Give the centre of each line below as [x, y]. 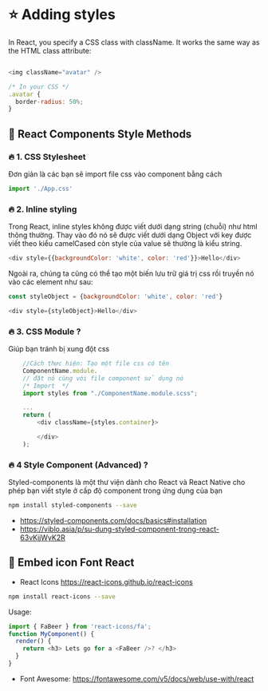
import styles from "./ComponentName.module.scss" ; [110, 393]
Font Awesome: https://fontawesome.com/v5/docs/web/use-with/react [137, 678]
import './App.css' [41, 189]
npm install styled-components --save [73, 506]
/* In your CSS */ [39, 87]
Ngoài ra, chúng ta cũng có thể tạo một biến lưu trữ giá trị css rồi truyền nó [131, 274]
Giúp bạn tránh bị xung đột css [59, 349]
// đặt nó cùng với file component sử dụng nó [103, 378]
